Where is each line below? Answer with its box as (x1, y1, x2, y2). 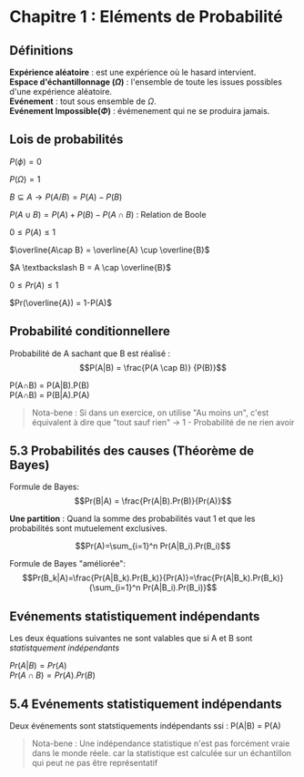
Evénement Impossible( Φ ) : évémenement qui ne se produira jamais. (9, 106, 270, 116)
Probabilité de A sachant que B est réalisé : (9, 348, 171, 359)
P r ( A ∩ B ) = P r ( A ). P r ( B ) (9, 670, 96, 680)
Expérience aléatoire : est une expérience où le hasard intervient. (9, 66, 257, 77)
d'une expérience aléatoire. (9, 87, 112, 97)
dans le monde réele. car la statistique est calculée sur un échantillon (31, 748, 292, 759)
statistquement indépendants (9, 642, 120, 653)
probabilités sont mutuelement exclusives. (9, 523, 167, 534)
